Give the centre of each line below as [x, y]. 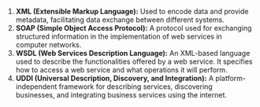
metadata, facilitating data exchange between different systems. [120, 20]
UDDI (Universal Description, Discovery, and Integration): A [115, 78]
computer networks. [48, 45]
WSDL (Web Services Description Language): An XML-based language [133, 53]
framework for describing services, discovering [136, 87]
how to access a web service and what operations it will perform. [121, 70]
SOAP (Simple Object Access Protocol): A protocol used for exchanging [134, 28]
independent [36, 87]
